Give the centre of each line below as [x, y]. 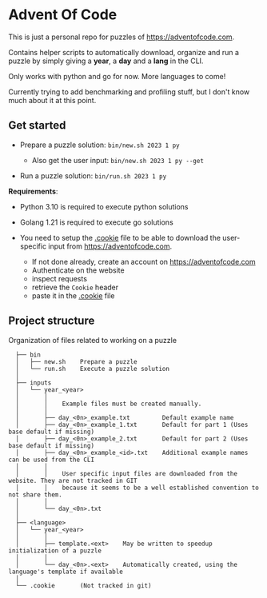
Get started [37, 126]
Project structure [52, 321]
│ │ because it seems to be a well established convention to [137, 488]
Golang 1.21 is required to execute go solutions [96, 222]
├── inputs [34, 383]
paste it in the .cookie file [73, 295]
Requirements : [33, 191]
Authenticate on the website [78, 270]
